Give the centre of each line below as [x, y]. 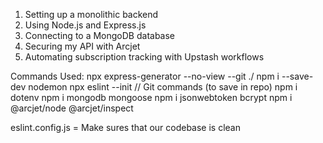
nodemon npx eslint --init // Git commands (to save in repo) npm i [163, 87]
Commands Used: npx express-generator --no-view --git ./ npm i [145, 76]
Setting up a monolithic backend [91, 14]
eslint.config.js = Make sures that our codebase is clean [126, 127]
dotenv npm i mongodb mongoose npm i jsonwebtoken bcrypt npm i [151, 97]
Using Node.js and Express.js [85, 25]
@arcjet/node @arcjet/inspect [72, 108]
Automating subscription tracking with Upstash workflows [144, 57]
